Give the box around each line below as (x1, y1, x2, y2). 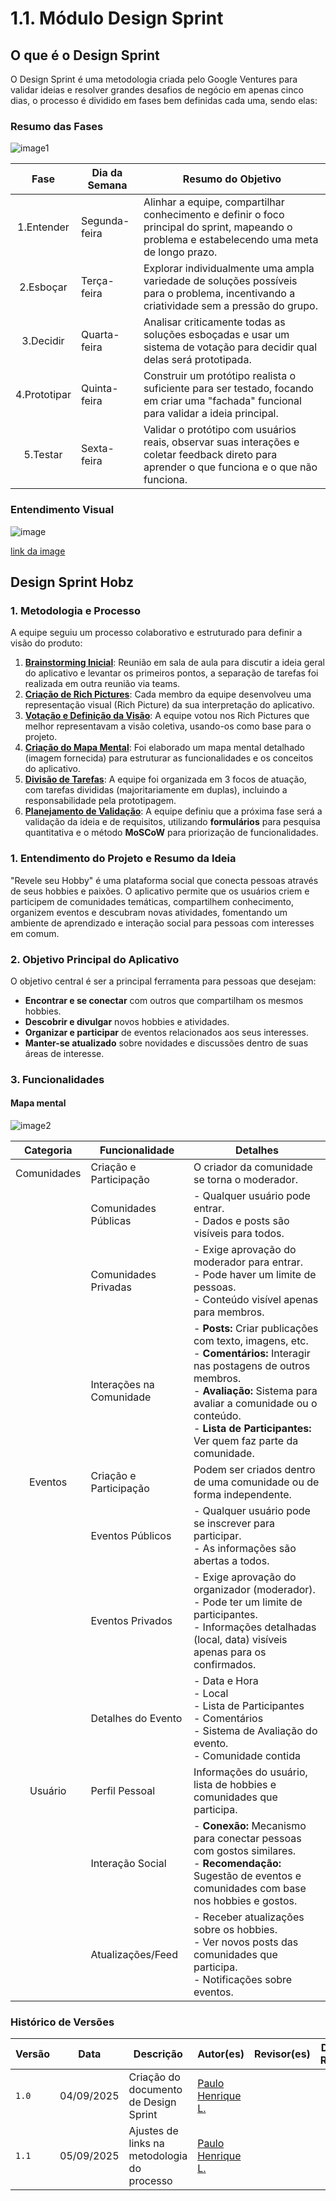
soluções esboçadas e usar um (143, 328, 290, 342)
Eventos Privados (90, 1614, 173, 1627)
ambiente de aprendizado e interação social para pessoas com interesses (10, 917, 315, 929)
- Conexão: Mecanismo (193, 1819, 307, 1832)
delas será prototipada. (143, 353, 252, 367)
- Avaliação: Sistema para (193, 1384, 318, 1397)
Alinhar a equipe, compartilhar (143, 195, 285, 209)
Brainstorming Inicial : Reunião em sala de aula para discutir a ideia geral (24, 657, 325, 669)
